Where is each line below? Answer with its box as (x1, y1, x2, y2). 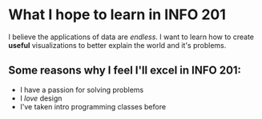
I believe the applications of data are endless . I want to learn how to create (8, 32, 255, 42)
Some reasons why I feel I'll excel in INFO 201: (8, 64, 242, 77)
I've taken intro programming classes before (19, 101, 167, 111)
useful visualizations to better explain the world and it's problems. (8, 40, 227, 50)
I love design (19, 93, 62, 103)
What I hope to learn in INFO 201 (8, 6, 227, 24)
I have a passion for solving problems (19, 85, 144, 94)
